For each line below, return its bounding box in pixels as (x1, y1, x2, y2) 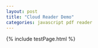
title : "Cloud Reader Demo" (6, 14, 75, 20)
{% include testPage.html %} (6, 36, 76, 43)
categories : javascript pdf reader (6, 19, 93, 25)
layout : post (6, 8, 38, 15)
